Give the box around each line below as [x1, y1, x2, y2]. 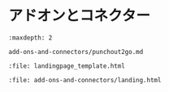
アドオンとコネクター [8, 6, 150, 25]
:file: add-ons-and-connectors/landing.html [8, 76, 162, 84]
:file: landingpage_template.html [8, 61, 126, 70]
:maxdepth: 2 [8, 33, 53, 42]
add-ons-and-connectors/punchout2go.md [8, 48, 144, 56]
